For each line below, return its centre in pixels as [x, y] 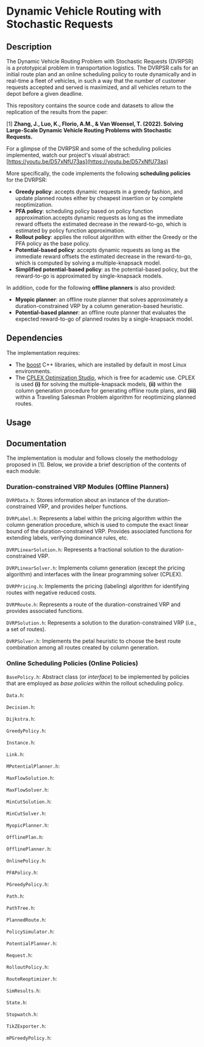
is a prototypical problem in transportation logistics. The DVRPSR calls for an [102, 68]
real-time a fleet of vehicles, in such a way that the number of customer [96, 81]
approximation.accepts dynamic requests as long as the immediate [99, 217]
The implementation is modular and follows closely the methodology [92, 458]
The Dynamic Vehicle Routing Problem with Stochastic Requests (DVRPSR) [100, 61]
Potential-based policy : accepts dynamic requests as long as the [97, 250]
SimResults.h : [23, 990]
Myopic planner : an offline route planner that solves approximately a [101, 299]
